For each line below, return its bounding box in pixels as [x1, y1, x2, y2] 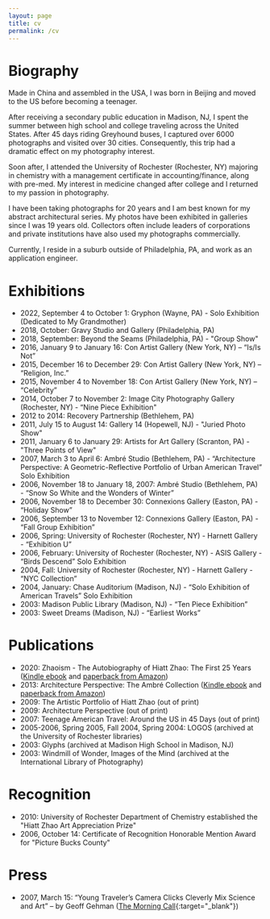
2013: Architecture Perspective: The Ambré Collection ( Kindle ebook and [19, 680, 262, 690]
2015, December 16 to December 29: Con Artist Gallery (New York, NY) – [19, 360, 262, 369]
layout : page [8, 11, 52, 20]
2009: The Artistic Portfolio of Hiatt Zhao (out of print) [19, 697, 200, 707]
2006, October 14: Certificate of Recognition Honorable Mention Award [19, 830, 256, 839]
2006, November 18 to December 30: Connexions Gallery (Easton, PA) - [19, 497, 259, 506]
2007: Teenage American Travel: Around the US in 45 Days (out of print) [19, 714, 260, 724]
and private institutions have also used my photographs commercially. [8, 229, 241, 239]
